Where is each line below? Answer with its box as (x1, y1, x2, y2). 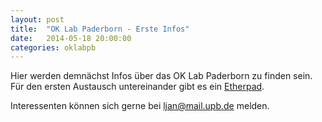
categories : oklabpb (10, 42, 97, 53)
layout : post (10, 14, 65, 25)
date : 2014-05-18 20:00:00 (10, 33, 132, 43)
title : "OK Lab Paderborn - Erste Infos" (10, 24, 190, 34)
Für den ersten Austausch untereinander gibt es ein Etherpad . (10, 81, 265, 93)
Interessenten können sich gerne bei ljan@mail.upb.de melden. (10, 100, 270, 112)
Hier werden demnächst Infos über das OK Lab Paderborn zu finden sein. (10, 70, 313, 82)
